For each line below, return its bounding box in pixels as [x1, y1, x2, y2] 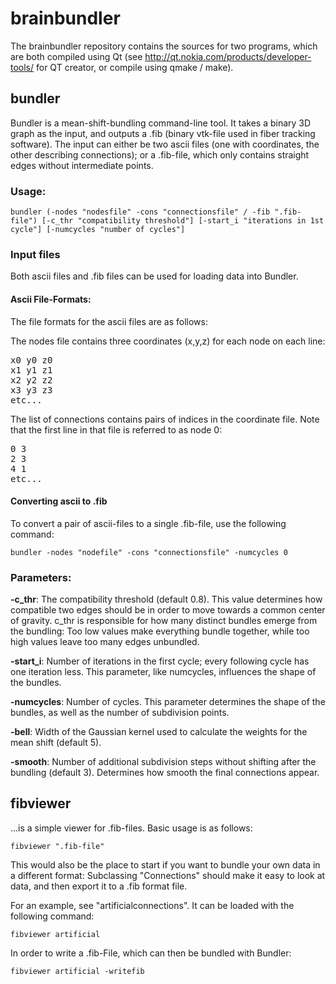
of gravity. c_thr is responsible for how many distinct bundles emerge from [10, 615, 318, 627]
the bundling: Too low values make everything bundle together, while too [10, 625, 310, 637]
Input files [10, 247, 61, 261]
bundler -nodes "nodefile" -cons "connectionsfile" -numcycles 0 [10, 547, 288, 557]
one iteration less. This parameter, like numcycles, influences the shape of [10, 666, 317, 678]
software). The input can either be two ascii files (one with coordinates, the [10, 138, 320, 150]
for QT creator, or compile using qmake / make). [36, 61, 234, 73]
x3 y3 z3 [10, 384, 53, 396]
